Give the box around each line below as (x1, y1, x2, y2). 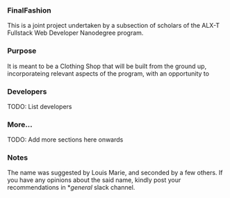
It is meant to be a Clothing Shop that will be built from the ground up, (7, 62, 207, 70)
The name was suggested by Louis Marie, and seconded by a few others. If (7, 169, 223, 177)
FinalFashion (7, 6, 51, 15)
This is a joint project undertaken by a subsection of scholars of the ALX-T (7, 22, 220, 30)
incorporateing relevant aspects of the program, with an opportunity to (7, 69, 210, 78)
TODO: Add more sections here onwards (7, 135, 124, 144)
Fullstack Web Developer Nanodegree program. (7, 28, 144, 37)
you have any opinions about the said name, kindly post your (7, 176, 181, 184)
